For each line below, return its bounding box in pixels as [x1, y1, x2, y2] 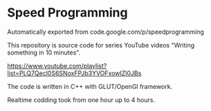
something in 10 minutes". [7, 48, 81, 57]
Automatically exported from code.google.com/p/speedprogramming [7, 28, 204, 36]
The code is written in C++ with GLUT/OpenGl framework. [7, 82, 173, 90]
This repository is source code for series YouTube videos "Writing [7, 41, 195, 49]
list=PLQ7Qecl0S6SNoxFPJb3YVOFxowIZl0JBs [7, 69, 142, 77]
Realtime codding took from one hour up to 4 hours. [7, 95, 156, 104]
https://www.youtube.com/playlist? [7, 61, 107, 70]
